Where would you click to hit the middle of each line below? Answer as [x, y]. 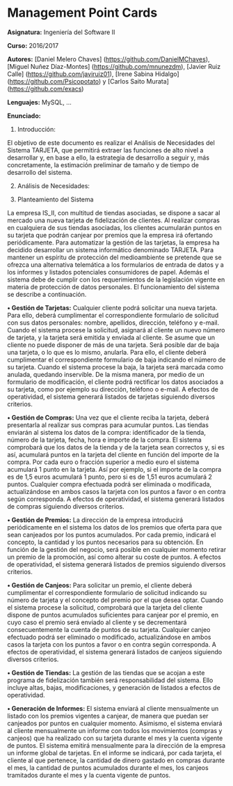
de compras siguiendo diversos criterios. [66, 506]
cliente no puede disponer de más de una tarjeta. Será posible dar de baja [113, 345]
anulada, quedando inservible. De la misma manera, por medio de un [106, 374]
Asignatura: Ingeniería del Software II [61, 32]
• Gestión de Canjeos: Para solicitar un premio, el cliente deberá [100, 585]
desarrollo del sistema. [40, 172]
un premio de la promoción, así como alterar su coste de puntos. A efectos [114, 557]
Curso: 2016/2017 [33, 45]
